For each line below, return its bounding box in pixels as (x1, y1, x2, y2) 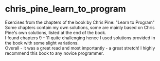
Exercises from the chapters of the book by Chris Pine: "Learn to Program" (5, 19, 155, 25)
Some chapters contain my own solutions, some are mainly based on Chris (5, 24, 155, 30)
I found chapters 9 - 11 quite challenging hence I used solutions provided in (5, 35, 156, 41)
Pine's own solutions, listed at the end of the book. (5, 30, 107, 35)
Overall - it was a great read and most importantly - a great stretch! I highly (5, 45, 155, 51)
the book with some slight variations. (5, 40, 79, 46)
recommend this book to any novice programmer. (5, 50, 104, 56)
